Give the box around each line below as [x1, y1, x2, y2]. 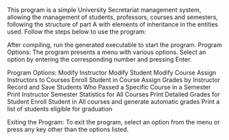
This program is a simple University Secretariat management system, [7, 6, 202, 14]
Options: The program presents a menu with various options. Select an [7, 48, 206, 56]
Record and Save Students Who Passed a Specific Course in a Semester [7, 83, 211, 91]
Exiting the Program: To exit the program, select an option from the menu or [7, 118, 220, 126]
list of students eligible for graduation [7, 105, 113, 113]
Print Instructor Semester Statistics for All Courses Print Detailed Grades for [7, 90, 220, 98]
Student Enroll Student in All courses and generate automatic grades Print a [7, 98, 220, 105]
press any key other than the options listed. [7, 126, 129, 133]
